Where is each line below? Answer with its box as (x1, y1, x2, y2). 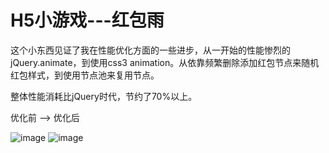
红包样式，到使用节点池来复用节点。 (10, 69, 160, 81)
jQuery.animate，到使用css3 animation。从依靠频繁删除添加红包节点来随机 (10, 56, 320, 68)
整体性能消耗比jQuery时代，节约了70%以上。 (10, 90, 198, 102)
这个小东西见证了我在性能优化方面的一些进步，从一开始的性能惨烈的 (10, 44, 291, 56)
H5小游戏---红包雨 (10, 9, 165, 32)
